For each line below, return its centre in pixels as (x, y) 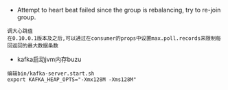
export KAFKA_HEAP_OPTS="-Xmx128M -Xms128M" (72, 80)
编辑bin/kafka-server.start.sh (51, 74)
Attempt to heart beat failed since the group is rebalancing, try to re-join (119, 10)
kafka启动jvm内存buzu (49, 59)
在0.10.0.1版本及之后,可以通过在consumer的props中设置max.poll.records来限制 (112, 38)
